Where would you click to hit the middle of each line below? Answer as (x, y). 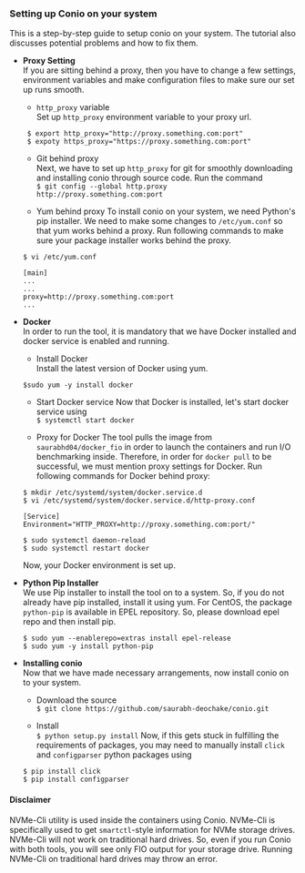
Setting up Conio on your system (83, 14)
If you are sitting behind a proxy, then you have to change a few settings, (159, 70)
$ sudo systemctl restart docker (86, 549)
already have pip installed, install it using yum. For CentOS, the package (158, 603)
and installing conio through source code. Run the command (149, 178)
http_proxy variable (73, 107)
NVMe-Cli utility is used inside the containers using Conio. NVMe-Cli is (142, 820)
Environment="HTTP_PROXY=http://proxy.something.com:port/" (139, 525)
